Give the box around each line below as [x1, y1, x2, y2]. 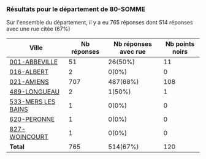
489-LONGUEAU [9, 87, 60, 96]
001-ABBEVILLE [9, 57, 58, 66]
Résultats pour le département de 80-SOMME [6, 5, 146, 13]
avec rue [119, 48, 146, 56]
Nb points [165, 40, 195, 48]
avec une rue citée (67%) [6, 25, 71, 32]
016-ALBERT [9, 68, 49, 76]
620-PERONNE [9, 115, 55, 124]
